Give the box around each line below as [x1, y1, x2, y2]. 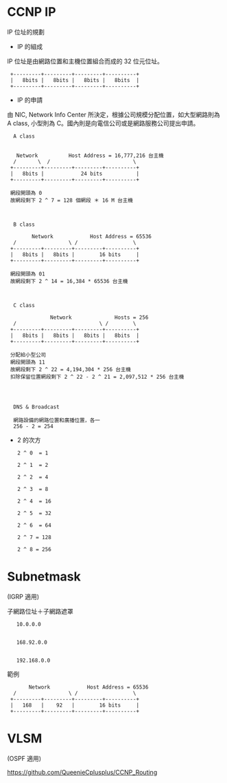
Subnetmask [7, 569, 81, 585]
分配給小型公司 [10, 351, 47, 358]
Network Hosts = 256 [50, 314, 149, 321]
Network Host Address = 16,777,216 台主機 [16, 152, 164, 159]
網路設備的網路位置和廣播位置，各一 [13, 417, 101, 424]
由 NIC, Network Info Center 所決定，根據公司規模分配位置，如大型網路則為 [7, 110, 221, 118]
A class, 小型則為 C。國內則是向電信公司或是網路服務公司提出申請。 [7, 118, 200, 127]
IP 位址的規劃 [7, 28, 45, 36]
